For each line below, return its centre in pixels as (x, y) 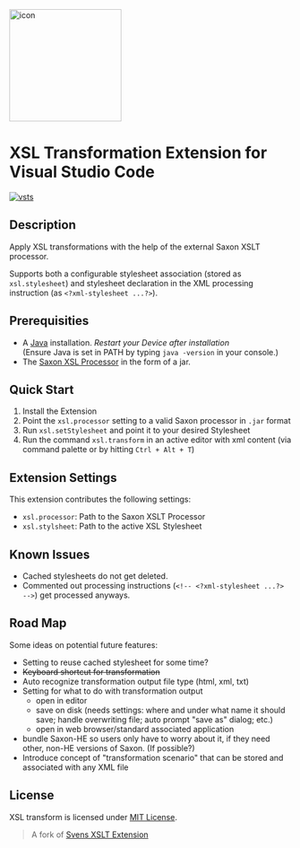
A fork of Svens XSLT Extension (90, 835)
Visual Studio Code (82, 172)
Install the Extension (60, 411)
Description (43, 225)
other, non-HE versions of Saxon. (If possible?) (108, 747)
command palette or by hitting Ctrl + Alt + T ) (108, 450)
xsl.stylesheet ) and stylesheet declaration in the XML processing (131, 283)
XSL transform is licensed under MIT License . (93, 817)
